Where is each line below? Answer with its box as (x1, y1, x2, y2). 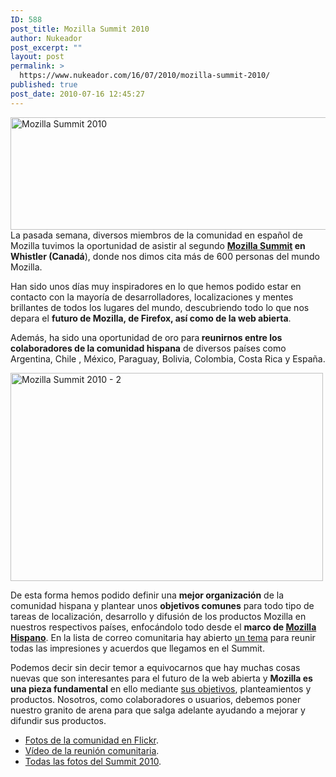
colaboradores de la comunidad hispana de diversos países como (10, 342, 287, 354)
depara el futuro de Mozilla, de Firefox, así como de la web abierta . (10, 312, 292, 324)
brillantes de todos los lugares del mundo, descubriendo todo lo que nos (10, 301, 310, 313)
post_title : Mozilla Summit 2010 (10, 24, 150, 34)
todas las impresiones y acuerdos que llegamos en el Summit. (10, 642, 265, 654)
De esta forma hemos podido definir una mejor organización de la (10, 589, 285, 601)
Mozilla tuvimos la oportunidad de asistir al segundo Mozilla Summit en (10, 239, 306, 251)
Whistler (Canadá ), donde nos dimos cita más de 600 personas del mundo (10, 250, 321, 262)
